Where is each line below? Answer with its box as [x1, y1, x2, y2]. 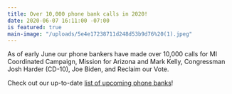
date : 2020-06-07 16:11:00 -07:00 [7, 17, 110, 24]
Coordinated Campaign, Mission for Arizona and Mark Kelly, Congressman [7, 58, 226, 66]
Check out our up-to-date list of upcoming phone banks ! [7, 79, 174, 88]
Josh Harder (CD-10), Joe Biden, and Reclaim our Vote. [7, 65, 169, 73]
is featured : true [7, 23, 62, 31]
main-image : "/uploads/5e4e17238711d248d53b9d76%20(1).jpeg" [7, 30, 193, 38]
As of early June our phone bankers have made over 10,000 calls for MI [7, 50, 218, 58]
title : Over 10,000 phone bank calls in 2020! [7, 10, 148, 18]
